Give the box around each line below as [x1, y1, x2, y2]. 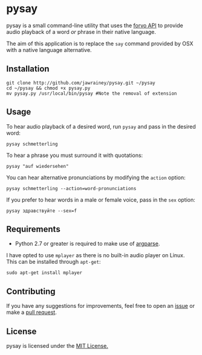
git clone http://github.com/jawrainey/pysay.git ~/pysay [6, 80, 155, 86]
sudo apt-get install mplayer [6, 270, 83, 276]
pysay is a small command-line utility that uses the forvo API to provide [6, 22, 183, 29]
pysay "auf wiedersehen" [6, 163, 69, 169]
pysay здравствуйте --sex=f [6, 208, 77, 214]
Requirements [6, 224, 60, 234]
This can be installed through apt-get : [6, 258, 101, 266]
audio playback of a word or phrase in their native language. [6, 28, 156, 35]
